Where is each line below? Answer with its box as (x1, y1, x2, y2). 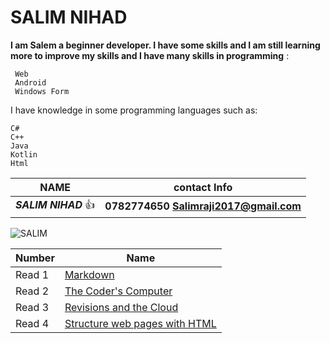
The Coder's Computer (64, 284, 173, 298)
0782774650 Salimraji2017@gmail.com (104, 199, 302, 213)
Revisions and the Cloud (64, 300, 179, 314)
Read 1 (15, 267, 49, 281)
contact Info (173, 180, 233, 194)
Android (14, 77, 47, 88)
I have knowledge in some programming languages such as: (10, 104, 258, 116)
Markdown (64, 267, 115, 281)
